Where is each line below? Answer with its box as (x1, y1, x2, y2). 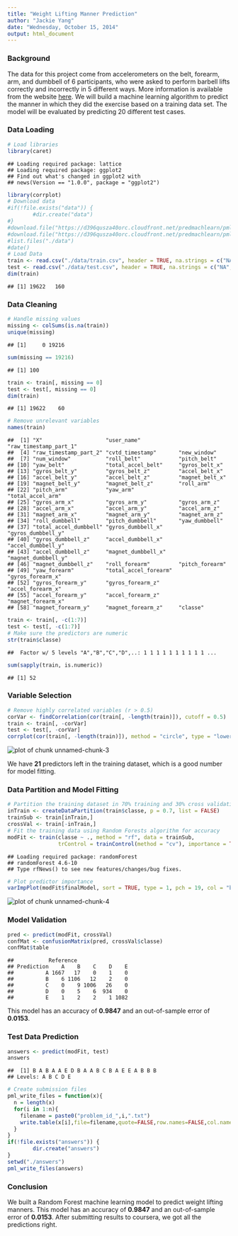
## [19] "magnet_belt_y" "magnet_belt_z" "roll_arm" (7, 480, 211, 487)
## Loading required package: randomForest (7, 853, 138, 861)
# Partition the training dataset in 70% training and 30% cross (7, 801, 204, 808)
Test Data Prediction (7, 1032, 79, 1042)
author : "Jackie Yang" (7, 17, 74, 24)
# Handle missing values (7, 316, 81, 323)
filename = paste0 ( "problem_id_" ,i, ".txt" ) (20, 1112, 151, 1119)
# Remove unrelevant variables (7, 417, 100, 425)
